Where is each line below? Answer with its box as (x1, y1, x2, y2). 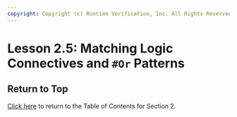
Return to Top (7, 83, 68, 95)
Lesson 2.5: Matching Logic (7, 40, 174, 56)
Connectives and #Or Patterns (7, 55, 185, 71)
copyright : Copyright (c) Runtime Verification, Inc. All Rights (7, 10, 203, 18)
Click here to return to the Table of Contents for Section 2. (7, 102, 176, 110)
